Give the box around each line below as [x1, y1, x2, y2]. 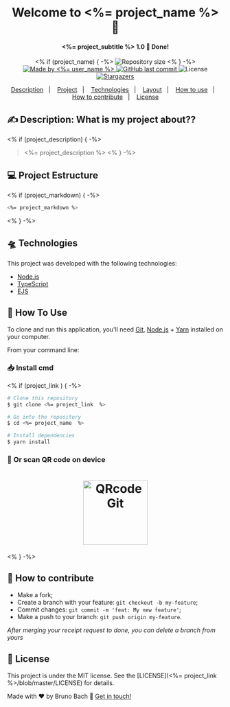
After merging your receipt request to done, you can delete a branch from [7, 626, 216, 634]
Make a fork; [16, 590, 54, 599]
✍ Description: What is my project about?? [7, 113, 196, 125]
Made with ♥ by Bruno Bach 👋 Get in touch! [7, 692, 132, 700]
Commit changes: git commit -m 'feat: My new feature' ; [16, 605, 182, 614]
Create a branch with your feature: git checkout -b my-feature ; [16, 598, 198, 606]
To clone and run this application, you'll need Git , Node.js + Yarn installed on [7, 325, 223, 334]
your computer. [7, 332, 51, 340]
